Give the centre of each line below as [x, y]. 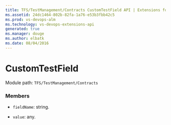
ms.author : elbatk [25, 39]
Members [17, 96]
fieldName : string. [31, 107]
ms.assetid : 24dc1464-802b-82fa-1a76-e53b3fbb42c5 [60, 15]
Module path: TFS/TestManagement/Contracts [52, 83]
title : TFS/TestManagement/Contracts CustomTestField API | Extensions [83, 10]
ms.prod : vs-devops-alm [31, 19]
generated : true [22, 29]
